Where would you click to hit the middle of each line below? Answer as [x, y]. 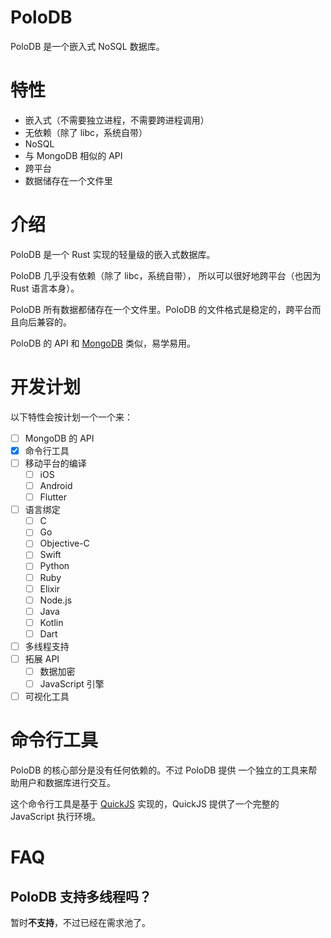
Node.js [56, 600]
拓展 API [42, 658]
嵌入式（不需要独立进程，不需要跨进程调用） [117, 120]
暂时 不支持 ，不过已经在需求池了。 [80, 923]
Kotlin [51, 622]
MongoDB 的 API [59, 438]
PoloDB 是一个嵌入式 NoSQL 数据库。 [87, 46]
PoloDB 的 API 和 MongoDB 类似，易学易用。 [103, 343]
